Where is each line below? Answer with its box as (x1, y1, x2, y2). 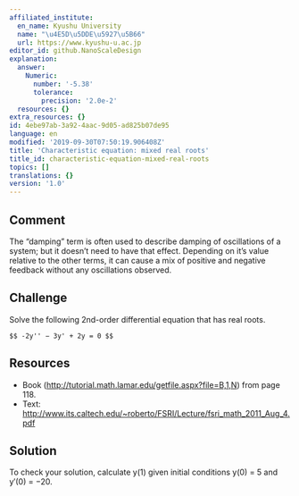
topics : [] (9, 163, 50, 172)
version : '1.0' (9, 180, 66, 189)
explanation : (9, 55, 58, 63)
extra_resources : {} (9, 113, 87, 122)
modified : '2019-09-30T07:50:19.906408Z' (9, 138, 166, 147)
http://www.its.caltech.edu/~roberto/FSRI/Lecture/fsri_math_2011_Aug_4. (21, 408, 290, 418)
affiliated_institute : (9, 13, 94, 22)
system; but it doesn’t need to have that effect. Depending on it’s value (9, 245, 270, 256)
